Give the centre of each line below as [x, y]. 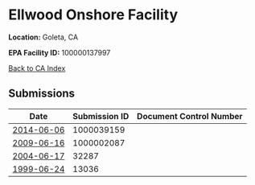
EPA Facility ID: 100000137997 [60, 52]
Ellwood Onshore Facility [93, 15]
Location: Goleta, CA [43, 37]
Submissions [41, 94]
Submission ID [101, 116]
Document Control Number [189, 116]
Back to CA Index [37, 68]
